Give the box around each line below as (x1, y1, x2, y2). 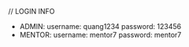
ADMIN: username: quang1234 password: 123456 (19, 22, 182, 31)
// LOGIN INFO (8, 7, 55, 16)
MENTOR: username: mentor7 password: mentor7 (19, 31, 182, 39)
